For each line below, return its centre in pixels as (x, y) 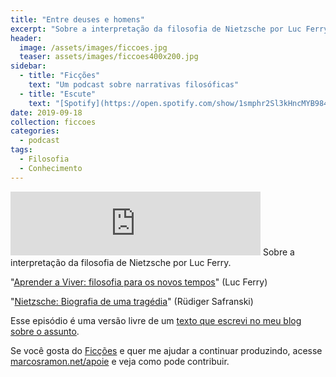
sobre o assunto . (45, 331)
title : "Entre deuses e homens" (77, 19)
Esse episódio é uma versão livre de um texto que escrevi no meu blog (156, 320)
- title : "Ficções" (60, 76)
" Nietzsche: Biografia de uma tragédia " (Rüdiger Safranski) (132, 301)
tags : (21, 150)
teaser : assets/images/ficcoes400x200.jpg (109, 57)
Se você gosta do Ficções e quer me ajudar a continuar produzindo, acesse (166, 350)
